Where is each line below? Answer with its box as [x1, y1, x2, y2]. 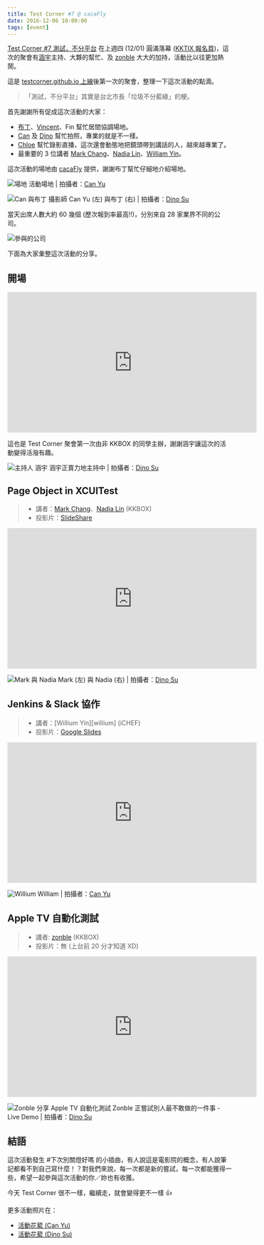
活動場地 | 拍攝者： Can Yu [28, 180, 105, 188]
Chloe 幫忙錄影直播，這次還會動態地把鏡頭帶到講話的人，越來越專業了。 [17, 141, 231, 149]
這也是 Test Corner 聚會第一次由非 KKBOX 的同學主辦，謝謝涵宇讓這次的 [7, 440, 221, 448]
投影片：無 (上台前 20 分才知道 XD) [35, 942, 139, 950]
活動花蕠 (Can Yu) [17, 1221, 71, 1230]
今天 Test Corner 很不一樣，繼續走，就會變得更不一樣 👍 [7, 1189, 172, 1197]
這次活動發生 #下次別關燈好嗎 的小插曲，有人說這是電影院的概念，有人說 [7, 1156, 221, 1164]
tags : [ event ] [7, 24, 50, 31]
